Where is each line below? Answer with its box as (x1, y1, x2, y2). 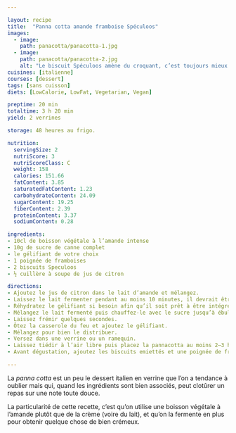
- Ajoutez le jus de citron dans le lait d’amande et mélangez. (7, 289, 199, 296)
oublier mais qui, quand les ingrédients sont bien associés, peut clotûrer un (7, 381, 225, 389)
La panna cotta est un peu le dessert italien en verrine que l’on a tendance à (7, 374, 228, 382)
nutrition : (7, 139, 39, 146)
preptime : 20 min (7, 101, 58, 108)
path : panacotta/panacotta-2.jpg (20, 56, 118, 63)
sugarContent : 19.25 (13, 199, 74, 206)
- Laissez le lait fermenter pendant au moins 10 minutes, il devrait (7, 296, 218, 303)
